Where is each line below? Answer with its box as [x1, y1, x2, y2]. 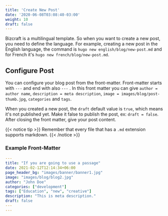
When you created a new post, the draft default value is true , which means [5, 106, 163, 112]
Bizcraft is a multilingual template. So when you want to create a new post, [5, 35, 161, 42]
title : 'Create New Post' [5, 7, 60, 13]
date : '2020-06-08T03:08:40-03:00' [5, 12, 80, 17]
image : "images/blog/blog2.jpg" [5, 174, 73, 180]
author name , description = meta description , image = [5, 91, 119, 97]
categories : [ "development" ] [5, 184, 67, 189]
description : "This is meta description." [5, 194, 96, 199]
